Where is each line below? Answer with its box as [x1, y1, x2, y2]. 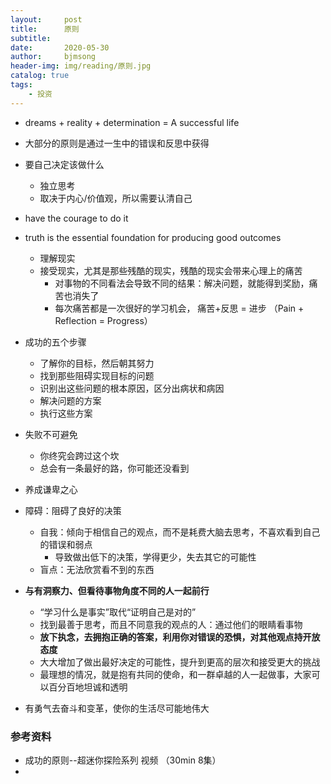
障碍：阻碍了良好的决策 [24, 504, 122, 516]
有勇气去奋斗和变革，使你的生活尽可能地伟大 [24, 702, 210, 714]
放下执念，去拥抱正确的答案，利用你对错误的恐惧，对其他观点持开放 [39, 631, 321, 643]
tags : [10, 80, 33, 90]
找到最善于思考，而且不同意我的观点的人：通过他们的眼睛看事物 [39, 618, 303, 630]
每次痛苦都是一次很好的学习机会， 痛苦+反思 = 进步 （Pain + [54, 302, 305, 314]
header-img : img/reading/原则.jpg [10, 61, 152, 71]
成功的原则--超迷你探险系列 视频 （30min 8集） [24, 754, 222, 766]
